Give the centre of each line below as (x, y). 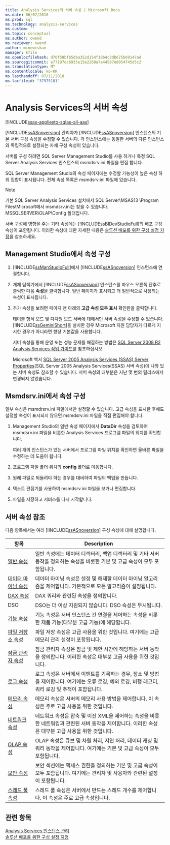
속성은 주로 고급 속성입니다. (79, 798)
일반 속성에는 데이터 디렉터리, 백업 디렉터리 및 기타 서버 (97, 554)
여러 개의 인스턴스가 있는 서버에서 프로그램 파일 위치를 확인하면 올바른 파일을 (88, 450)
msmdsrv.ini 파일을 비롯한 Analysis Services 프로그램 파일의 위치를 (80, 433)
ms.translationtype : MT (30, 67)
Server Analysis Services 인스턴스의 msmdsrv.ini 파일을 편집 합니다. (74, 162)
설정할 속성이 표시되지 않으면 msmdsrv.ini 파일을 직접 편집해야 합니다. (75, 415)
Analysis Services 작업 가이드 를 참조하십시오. (58, 348)
